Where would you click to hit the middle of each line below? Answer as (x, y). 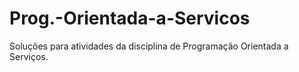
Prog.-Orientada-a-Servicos (130, 18)
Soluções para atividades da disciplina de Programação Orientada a (149, 46)
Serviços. (29, 56)
